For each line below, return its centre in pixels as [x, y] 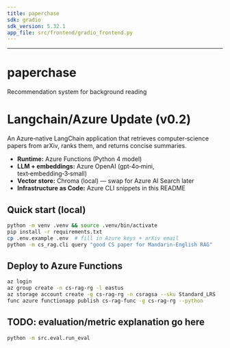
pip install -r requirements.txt [55, 232]
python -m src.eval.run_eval [49, 338]
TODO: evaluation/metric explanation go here [106, 322]
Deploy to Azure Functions [65, 265]
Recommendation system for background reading [77, 92]
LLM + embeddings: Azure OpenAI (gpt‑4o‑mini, [86, 166]
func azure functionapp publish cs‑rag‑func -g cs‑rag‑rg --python [105, 301]
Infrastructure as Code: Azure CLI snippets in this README [101, 188]
